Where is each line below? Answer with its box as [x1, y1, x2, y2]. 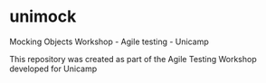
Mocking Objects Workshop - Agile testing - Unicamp [9, 36, 210, 47]
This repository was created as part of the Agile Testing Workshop [9, 53, 257, 64]
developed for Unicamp [9, 63, 98, 74]
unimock [9, 6, 77, 27]
